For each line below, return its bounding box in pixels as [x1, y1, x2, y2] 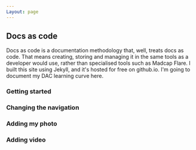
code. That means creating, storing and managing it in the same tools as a [6, 53, 189, 61]
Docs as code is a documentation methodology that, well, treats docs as [6, 47, 184, 54]
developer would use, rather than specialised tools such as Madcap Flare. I [6, 59, 191, 67]
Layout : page [6, 8, 39, 15]
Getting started [6, 88, 52, 96]
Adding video [6, 136, 46, 144]
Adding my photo [6, 119, 58, 128]
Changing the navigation [6, 103, 79, 112]
